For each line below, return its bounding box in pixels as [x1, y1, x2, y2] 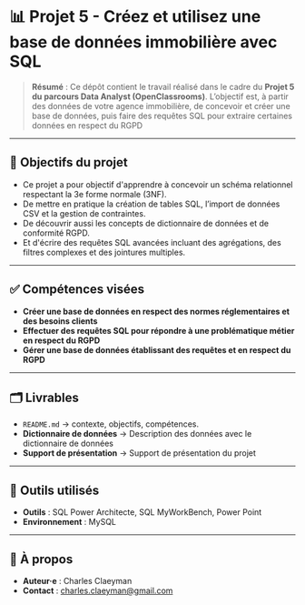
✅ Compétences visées [9, 282, 145, 297]
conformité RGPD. [22, 227, 91, 238]
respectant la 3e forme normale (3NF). [22, 188, 167, 199]
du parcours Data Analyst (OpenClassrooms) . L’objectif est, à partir [31, 91, 289, 102]
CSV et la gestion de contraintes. [22, 207, 146, 218]
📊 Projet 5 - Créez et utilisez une [9, 6, 261, 27]
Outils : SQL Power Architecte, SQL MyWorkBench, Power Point [22, 507, 262, 518]
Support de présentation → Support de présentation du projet [22, 448, 257, 459]
